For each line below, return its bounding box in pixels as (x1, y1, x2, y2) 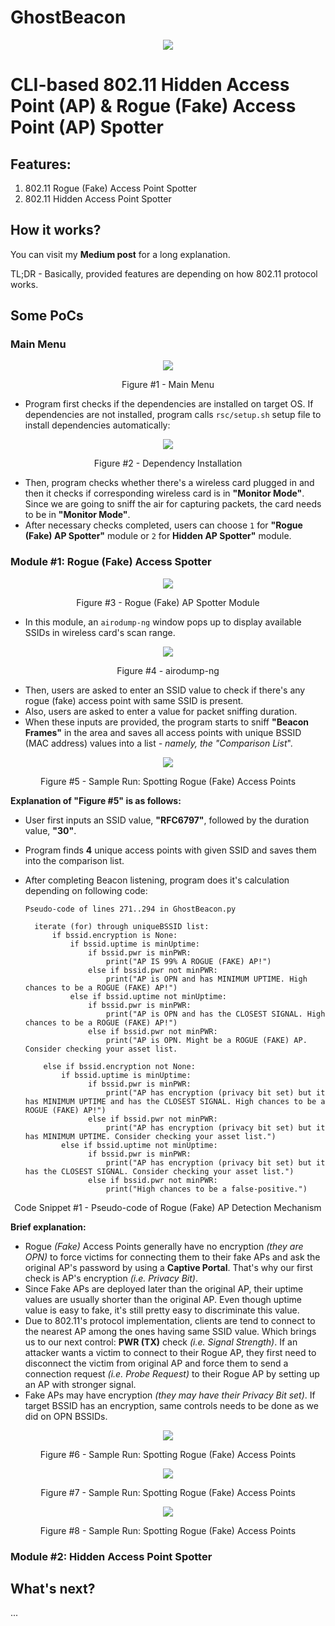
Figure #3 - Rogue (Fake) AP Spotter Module (76, 596, 260, 608)
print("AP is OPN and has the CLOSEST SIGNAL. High (105, 1009, 326, 1019)
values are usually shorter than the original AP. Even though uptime (24, 1293, 303, 1305)
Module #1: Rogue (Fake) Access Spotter (10, 555, 212, 569)
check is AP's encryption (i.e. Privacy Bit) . (24, 1272, 198, 1284)
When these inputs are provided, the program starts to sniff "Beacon (24, 716, 310, 728)
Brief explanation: (10, 1221, 87, 1233)
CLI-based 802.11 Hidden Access (10, 74, 290, 96)
